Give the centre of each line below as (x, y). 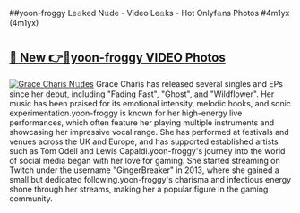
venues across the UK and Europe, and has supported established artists (144, 141)
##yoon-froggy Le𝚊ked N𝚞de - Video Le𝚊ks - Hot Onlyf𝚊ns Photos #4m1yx (150, 13)
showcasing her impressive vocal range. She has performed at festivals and (149, 132)
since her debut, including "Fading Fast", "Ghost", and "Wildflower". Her (142, 94)
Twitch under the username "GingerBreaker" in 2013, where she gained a (144, 170)
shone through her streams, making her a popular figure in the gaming (139, 189)
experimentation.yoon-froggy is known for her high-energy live (126, 113)
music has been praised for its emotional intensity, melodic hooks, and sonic (150, 103)
